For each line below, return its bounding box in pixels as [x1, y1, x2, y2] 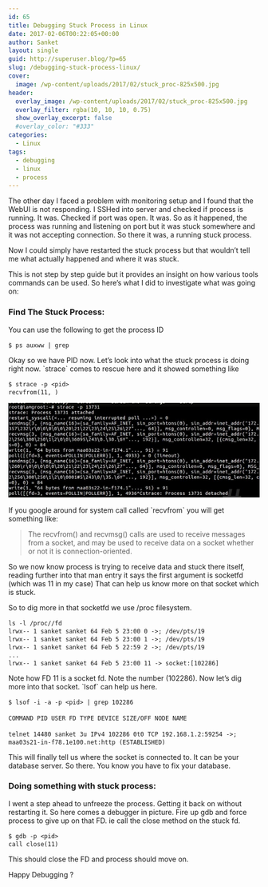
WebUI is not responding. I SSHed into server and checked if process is [8, 205, 243, 214]
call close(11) [8, 840, 59, 848]
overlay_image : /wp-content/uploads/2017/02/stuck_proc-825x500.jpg [15, 97, 248, 106]
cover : [8, 72, 30, 80]
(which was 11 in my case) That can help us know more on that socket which [8, 578, 259, 588]
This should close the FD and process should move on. [8, 854, 189, 864]
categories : [8, 131, 48, 139]
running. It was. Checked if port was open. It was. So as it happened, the [8, 213, 247, 223]
